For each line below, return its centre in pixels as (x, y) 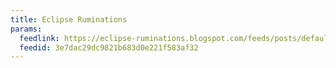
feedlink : (39, 38)
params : (26, 29)
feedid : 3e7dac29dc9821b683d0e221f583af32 (109, 47)
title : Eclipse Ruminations (69, 19)
